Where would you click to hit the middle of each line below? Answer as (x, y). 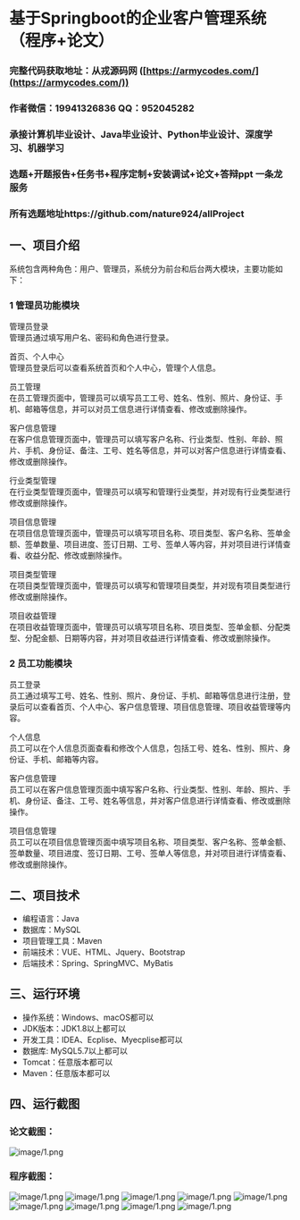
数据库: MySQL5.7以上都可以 (75, 1050)
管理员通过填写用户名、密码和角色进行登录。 (92, 337)
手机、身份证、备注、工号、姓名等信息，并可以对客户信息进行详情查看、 (158, 450)
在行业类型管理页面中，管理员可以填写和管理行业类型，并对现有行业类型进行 (150, 492)
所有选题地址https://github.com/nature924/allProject (127, 214)
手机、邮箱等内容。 (68, 760)
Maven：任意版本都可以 (66, 1073)
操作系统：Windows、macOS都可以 (88, 1017)
